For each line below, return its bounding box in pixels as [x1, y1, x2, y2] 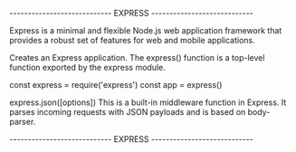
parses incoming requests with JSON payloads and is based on [9, 107, 246, 117]
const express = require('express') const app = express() [9, 80, 223, 90]
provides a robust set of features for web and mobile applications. [9, 35, 255, 45]
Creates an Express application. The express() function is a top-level [9, 52, 265, 62]
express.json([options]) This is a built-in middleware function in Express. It [9, 97, 287, 108]
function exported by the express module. [9, 62, 166, 72]
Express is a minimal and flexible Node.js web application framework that [9, 25, 282, 35]
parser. [9, 117, 36, 127]
